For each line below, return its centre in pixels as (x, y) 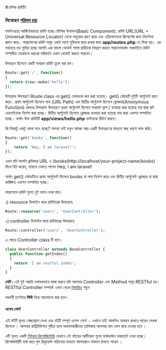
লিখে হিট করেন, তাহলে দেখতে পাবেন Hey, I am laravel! (49, 167)
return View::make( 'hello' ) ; (40, 82)
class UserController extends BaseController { (55, 249)
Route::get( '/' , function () (34, 73)
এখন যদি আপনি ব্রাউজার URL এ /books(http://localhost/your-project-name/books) (80, 161)
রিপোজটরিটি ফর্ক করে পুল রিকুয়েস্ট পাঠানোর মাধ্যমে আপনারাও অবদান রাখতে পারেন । (64, 342)
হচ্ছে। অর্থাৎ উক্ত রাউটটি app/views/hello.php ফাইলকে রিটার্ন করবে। (61, 118)
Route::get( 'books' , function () (38, 138)
